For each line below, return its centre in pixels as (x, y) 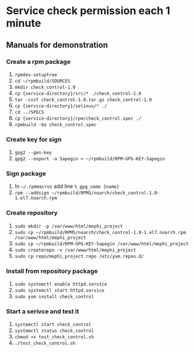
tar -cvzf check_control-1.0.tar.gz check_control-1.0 (83, 100)
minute (24, 23)
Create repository (32, 213)
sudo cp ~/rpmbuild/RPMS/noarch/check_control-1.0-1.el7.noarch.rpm (100, 232)
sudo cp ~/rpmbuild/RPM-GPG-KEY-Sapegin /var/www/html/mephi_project (102, 244)
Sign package (26, 174)
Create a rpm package (39, 62)
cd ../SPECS (29, 112)
